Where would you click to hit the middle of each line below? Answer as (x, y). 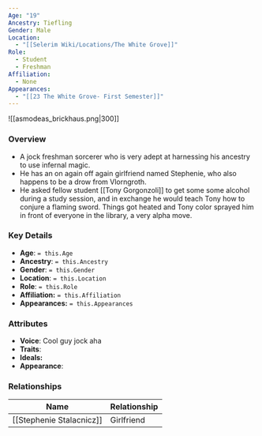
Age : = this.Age (46, 253)
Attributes (28, 323)
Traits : (30, 349)
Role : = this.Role (49, 286)
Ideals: (31, 358)
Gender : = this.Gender (57, 269)
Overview (27, 139)
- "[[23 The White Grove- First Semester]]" (90, 96)
